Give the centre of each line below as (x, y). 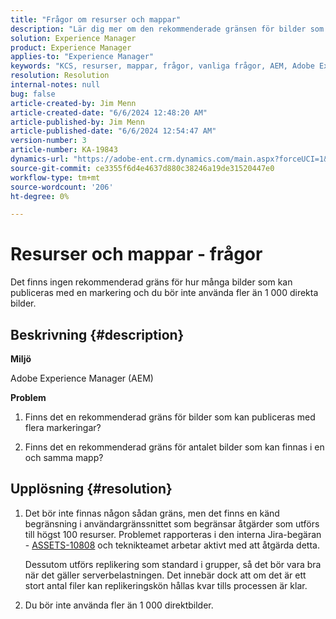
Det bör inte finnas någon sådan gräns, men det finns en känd (152, 513)
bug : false (33, 94)
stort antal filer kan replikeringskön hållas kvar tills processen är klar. (166, 585)
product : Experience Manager (71, 47)
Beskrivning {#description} (97, 334)
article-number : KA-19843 (64, 150)
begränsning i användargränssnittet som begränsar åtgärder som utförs (172, 523)
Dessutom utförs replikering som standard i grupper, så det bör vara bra (173, 564)
